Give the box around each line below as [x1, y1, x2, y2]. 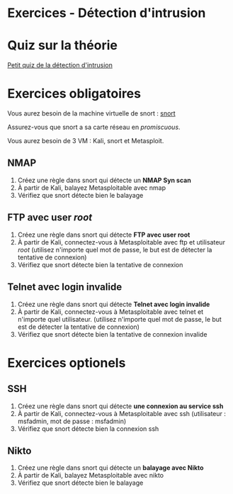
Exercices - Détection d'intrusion [7, 5, 206, 21]
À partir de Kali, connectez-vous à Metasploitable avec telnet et [17, 307, 204, 316]
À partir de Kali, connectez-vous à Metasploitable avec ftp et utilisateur [17, 237, 225, 246]
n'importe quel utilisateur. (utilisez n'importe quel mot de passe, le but [17, 315, 222, 323]
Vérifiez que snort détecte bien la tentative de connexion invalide [17, 330, 208, 338]
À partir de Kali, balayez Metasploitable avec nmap [17, 183, 166, 192]
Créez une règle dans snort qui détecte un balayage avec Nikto [17, 464, 204, 472]
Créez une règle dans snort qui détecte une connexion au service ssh [17, 402, 224, 410]
